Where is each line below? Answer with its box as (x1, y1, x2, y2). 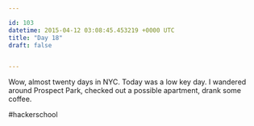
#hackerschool (8, 110, 58, 120)
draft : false (8, 41, 52, 49)
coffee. (8, 94, 32, 104)
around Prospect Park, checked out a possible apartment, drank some (8, 86, 242, 96)
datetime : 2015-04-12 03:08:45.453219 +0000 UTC (8, 26, 175, 35)
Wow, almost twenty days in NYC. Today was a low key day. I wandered (8, 77, 247, 87)
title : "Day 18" (8, 34, 63, 42)
